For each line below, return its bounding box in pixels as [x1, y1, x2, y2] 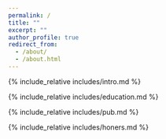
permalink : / [8, 11, 51, 20]
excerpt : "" [8, 26, 47, 34]
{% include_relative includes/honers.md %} [8, 123, 149, 132]
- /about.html [15, 56, 61, 64]
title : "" [8, 19, 41, 27]
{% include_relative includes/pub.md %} [8, 107, 139, 116]
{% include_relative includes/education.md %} [8, 92, 159, 101]
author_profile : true [8, 33, 79, 42]
